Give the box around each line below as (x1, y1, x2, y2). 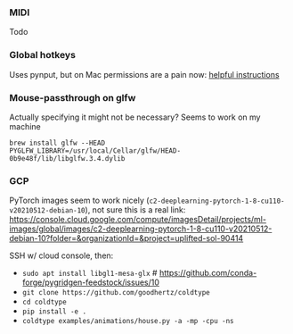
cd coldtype (21, 297, 67, 307)
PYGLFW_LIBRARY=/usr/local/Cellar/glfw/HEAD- (9, 146, 181, 155)
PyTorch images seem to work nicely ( (9, 195, 150, 206)
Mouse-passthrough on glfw (9, 91, 136, 104)
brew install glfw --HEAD (9, 138, 105, 147)
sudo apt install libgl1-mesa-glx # (21, 268, 158, 279)
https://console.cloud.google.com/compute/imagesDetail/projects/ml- (9, 214, 267, 225)
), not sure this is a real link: (85, 205, 186, 215)
